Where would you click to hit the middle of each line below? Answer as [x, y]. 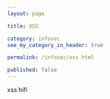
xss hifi [17, 90]
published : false [32, 70]
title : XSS [23, 26]
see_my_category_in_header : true [55, 45]
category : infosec [34, 39]
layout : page [26, 13]
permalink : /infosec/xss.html [51, 57]
